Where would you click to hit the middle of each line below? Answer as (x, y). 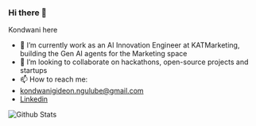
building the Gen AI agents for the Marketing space (103, 54)
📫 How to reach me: (54, 79)
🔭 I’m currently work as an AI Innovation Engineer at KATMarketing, (130, 45)
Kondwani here (33, 30)
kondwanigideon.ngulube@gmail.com (82, 91)
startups (33, 71)
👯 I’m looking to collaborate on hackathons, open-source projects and (134, 62)
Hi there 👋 (28, 13)
